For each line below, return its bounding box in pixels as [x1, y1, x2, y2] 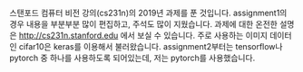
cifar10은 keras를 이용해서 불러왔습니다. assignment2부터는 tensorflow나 [18, 41, 283, 52]
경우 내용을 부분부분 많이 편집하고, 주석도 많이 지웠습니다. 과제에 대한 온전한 [9, 19, 279, 30]
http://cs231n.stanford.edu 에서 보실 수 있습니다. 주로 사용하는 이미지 [18, 30, 268, 41]
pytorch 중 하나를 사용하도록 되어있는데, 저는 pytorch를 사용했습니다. [9, 52, 256, 64]
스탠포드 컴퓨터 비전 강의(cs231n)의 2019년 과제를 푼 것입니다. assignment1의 [9, 7, 288, 19]
